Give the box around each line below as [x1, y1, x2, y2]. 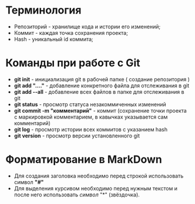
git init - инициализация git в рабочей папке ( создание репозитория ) [14, 75, 190, 83]
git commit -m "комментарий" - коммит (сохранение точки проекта [14, 107, 187, 114]
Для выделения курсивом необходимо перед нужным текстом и [14, 185, 177, 192]
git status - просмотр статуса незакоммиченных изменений [14, 101, 166, 108]
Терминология [5, 4, 82, 17]
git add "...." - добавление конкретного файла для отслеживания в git [14, 82, 189, 89]
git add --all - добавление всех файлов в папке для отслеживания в [14, 88, 184, 95]
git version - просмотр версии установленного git [14, 132, 140, 139]
